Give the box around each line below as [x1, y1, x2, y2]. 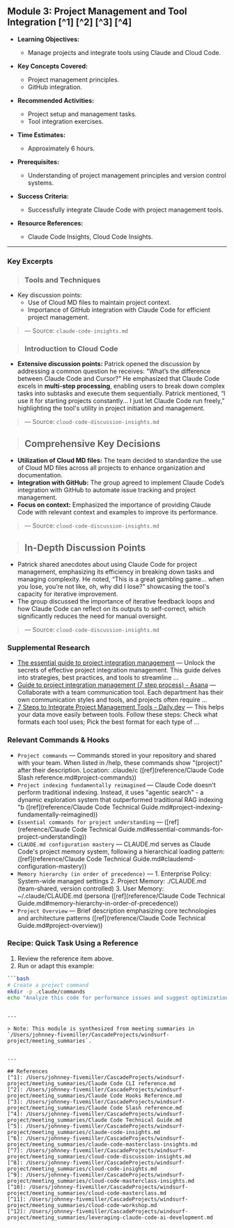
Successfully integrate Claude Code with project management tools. [27, 205, 224, 214]
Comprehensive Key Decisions [24, 438, 161, 450]
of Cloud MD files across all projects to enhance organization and [17, 464, 205, 472]
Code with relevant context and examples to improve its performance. [17, 508, 218, 517]
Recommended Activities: [17, 96, 95, 104]
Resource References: [17, 219, 84, 227]
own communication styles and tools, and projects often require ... [17, 695, 208, 704]
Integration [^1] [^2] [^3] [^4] [7, 17, 132, 29]
